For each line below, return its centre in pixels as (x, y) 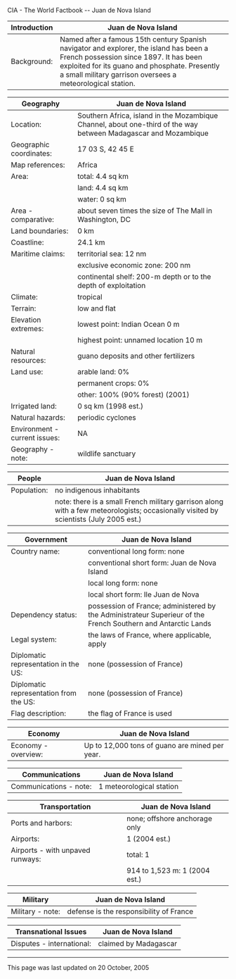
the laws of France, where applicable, (150, 635)
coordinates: (32, 153)
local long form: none (123, 583)
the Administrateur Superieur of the (146, 615)
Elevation (26, 320)
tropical (90, 297)
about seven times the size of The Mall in (145, 211)
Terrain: (24, 308)
